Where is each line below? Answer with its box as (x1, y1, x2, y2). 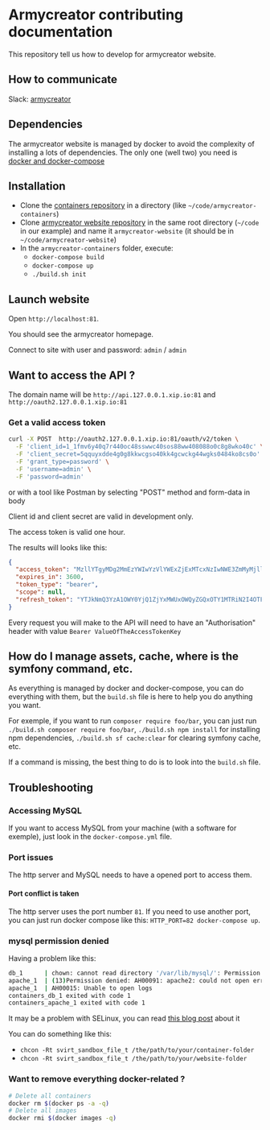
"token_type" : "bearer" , (15, 581, 99, 589)
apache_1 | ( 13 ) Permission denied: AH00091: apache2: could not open (8, 976, 250, 984)
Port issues (8, 852, 54, 863)
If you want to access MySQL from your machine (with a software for (8, 823, 237, 833)
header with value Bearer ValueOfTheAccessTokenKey (8, 626, 182, 635)
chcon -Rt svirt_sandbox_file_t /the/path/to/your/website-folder (19, 1055, 247, 1063)
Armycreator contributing (8, 6, 184, 24)
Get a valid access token (8, 416, 106, 428)
